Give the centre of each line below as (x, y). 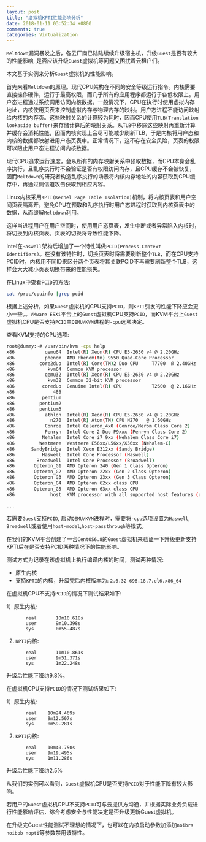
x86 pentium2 (34, 403)
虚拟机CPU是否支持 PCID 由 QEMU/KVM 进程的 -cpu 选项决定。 (77, 322)
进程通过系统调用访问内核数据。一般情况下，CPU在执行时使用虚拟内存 (106, 102)
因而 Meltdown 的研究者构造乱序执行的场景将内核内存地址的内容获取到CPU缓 (101, 177)
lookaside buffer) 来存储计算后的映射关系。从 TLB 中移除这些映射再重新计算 (101, 125)
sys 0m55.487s (53, 629)
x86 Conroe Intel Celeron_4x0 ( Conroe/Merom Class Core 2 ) (98, 426)
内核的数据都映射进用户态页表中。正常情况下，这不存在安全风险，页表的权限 (103, 140)
